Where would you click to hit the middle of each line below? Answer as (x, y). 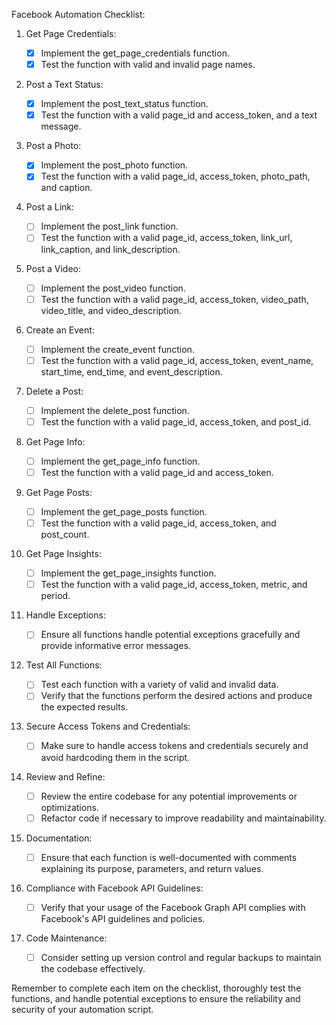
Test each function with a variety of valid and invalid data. (159, 685)
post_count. (65, 535)
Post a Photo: (53, 146)
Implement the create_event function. (117, 349)
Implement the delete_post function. (115, 410)
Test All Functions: (64, 665)
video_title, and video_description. (111, 310)
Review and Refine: (65, 776)
